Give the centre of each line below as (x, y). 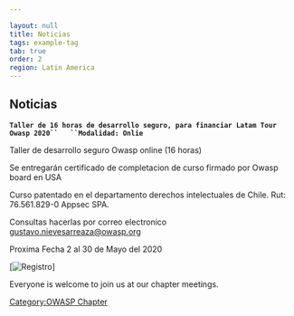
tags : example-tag (44, 43)
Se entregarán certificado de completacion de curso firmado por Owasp (144, 168)
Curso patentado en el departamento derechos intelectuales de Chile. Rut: (148, 195)
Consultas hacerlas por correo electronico (88, 222)
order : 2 (26, 60)
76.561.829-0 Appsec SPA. (60, 204)
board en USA (35, 177)
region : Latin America (52, 68)
